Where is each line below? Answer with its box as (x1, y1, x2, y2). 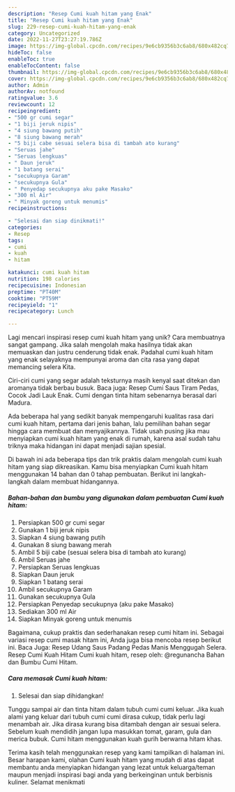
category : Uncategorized (8, 29, 80, 37)
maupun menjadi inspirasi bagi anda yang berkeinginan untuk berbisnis (8, 770, 213, 779)
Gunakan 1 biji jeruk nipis (17, 526, 90, 535)
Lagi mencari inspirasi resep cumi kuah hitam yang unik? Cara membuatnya (8, 333, 225, 342)
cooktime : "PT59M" (8, 294, 61, 302)
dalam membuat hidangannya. (31, 477, 119, 486)
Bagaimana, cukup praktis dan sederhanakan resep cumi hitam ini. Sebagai (8, 629, 225, 637)
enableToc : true (8, 56, 55, 63)
